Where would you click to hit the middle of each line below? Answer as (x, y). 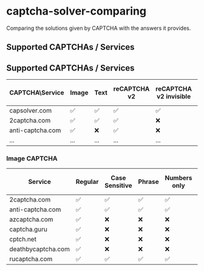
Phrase (148, 182)
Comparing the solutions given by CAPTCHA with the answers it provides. (99, 28)
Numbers (178, 178)
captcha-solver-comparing (76, 11)
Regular (87, 182)
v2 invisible (174, 97)
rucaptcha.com (31, 259)
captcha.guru (28, 230)
